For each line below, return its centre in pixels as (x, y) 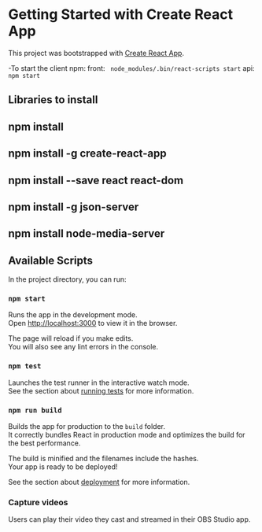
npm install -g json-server (74, 207)
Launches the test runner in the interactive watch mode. (99, 382)
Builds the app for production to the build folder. (87, 426)
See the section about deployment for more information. (99, 482)
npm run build (35, 410)
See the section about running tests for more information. (101, 390)
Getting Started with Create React (121, 15)
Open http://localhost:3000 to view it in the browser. (93, 323)
